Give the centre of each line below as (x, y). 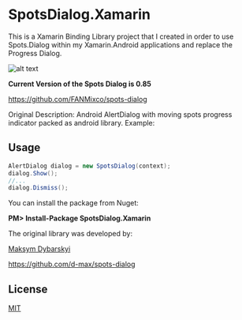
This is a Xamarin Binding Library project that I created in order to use (121, 36)
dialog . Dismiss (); (38, 188)
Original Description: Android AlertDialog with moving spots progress (120, 114)
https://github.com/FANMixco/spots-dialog (78, 99)
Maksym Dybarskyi (39, 249)
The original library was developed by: (70, 234)
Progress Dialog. (35, 53)
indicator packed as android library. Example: (82, 122)
